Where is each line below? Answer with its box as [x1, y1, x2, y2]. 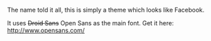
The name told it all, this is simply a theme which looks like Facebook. [7, 6, 205, 14]
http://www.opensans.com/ [7, 27, 85, 34]
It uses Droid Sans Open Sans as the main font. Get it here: [7, 19, 174, 27]
